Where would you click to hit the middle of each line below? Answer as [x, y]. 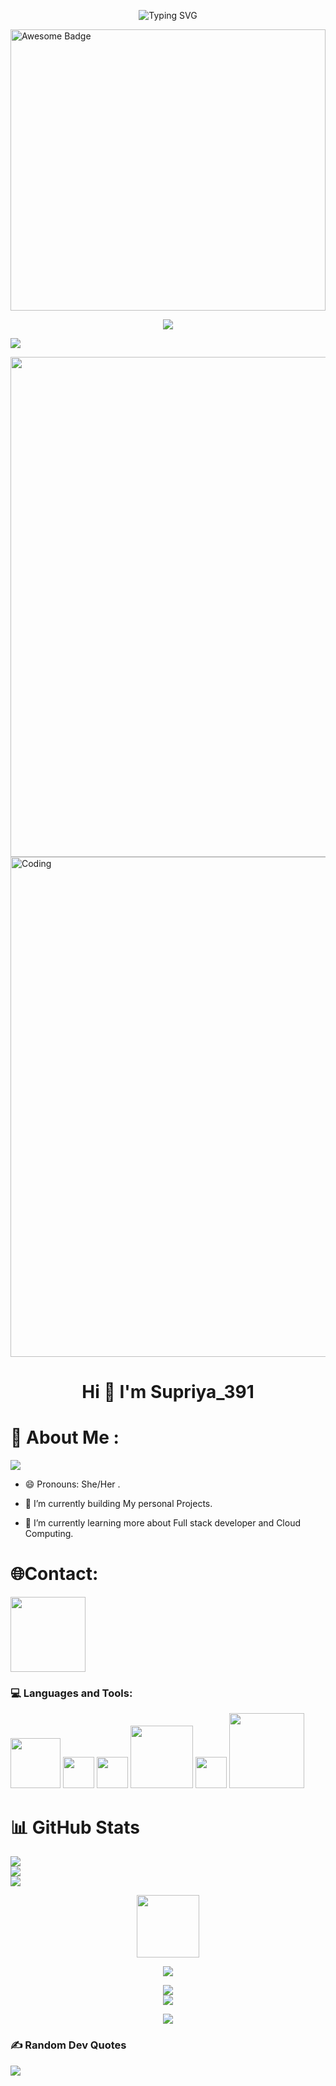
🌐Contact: [54, 1574]
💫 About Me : [65, 1437]
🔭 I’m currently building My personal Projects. [118, 1504]
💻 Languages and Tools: [71, 1693]
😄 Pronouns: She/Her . [72, 1484]
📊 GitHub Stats [75, 1827]
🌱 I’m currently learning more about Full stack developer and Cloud [162, 1523]
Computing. [49, 1534]
